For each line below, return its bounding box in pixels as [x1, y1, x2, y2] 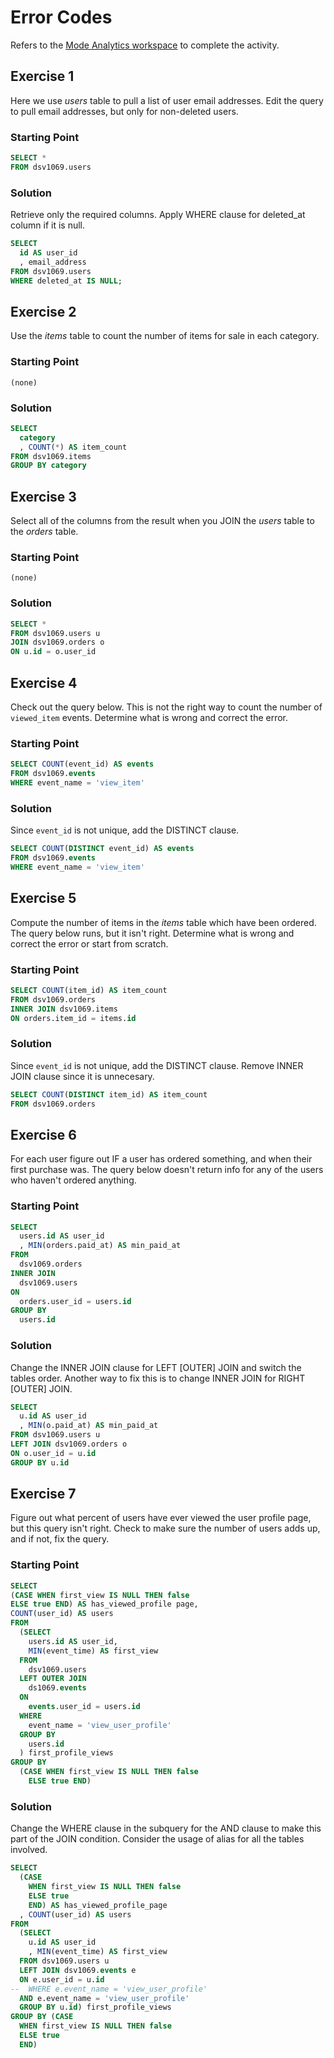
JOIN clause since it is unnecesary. [10, 1070, 155, 1082]
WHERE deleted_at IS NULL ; [10, 276, 123, 286]
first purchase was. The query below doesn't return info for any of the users [10, 1164, 324, 1176]
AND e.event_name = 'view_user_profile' [19, 1993, 190, 2003]
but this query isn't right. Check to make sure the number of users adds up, [10, 1522, 321, 1535]
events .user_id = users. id [28, 1702, 141, 1712]
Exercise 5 [10, 890, 77, 907]
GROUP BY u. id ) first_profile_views [19, 2002, 172, 2013]
